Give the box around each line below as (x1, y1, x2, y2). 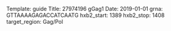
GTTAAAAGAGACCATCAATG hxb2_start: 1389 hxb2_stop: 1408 (6, 12, 165, 19)
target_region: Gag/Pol (6, 18, 64, 25)
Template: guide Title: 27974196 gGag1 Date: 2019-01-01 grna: (6, 5, 163, 12)
